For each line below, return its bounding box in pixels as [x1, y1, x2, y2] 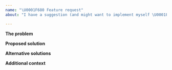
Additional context [5, 60, 46, 66]
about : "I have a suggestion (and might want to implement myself [5, 12, 150, 17]
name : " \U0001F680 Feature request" [5, 7, 83, 13]
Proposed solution [5, 40, 45, 46]
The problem [5, 30, 33, 37]
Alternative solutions [5, 50, 51, 56]
